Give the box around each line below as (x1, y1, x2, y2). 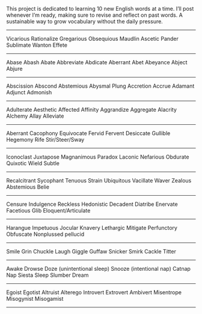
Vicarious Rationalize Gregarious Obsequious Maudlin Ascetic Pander (6, 35, 179, 42)
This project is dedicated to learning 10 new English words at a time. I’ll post (6, 5, 194, 12)
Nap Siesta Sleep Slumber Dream (6, 271, 89, 279)
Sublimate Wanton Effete (6, 41, 68, 49)
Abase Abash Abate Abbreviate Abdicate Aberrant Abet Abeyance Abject (6, 59, 188, 65)
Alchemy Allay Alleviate (6, 112, 64, 119)
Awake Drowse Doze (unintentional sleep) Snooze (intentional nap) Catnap (6, 265, 191, 272)
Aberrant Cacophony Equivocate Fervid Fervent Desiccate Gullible (6, 130, 171, 137)
